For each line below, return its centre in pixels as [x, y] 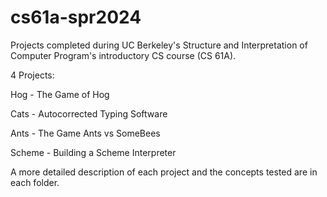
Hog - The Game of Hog [60, 94]
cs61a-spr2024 [76, 17]
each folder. [35, 182]
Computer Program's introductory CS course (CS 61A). [123, 55]
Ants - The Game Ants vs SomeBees [85, 133]
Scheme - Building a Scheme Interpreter [93, 152]
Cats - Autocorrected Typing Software [89, 113]
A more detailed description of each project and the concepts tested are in [164, 172]
